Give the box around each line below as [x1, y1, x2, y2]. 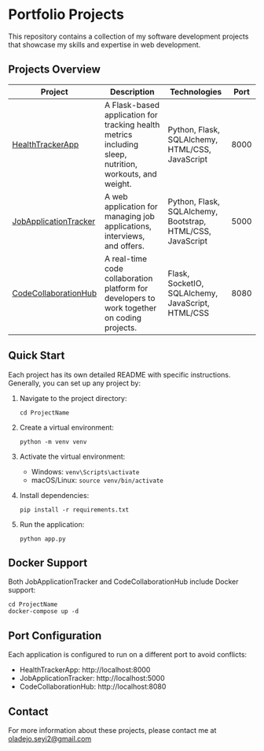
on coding [104, 312, 142, 323]
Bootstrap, [167, 215, 207, 226]
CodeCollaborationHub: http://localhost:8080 [19, 682, 167, 691]
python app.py [19, 534, 66, 543]
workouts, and [104, 168, 157, 179]
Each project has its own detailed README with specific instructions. [8, 370, 231, 379]
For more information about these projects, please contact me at [8, 726, 217, 734]
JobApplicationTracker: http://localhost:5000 [19, 674, 165, 683]
